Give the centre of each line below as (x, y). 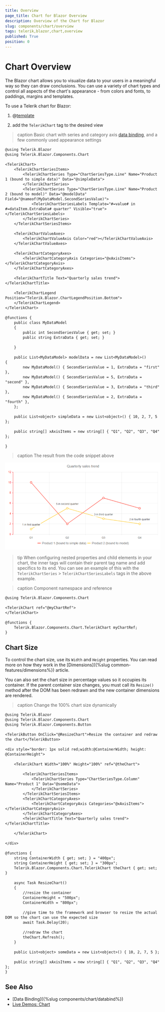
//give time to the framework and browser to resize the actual (90, 913)
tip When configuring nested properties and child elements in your (84, 558)
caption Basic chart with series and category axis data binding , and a (87, 135)
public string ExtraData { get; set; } (64, 337)
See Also (19, 987)
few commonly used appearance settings (59, 140)
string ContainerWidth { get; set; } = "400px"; (65, 858)
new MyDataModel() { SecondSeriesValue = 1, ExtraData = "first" (91, 367)
